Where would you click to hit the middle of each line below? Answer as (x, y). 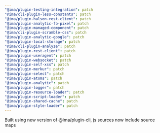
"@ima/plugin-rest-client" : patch (40, 51)
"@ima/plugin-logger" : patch (35, 87)
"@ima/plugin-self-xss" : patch (37, 65)
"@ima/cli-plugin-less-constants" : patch (48, 14)
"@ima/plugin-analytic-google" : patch (44, 37)
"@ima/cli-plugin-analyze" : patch (40, 46)
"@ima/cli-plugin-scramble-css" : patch (46, 33)
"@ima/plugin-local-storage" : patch (42, 42)
